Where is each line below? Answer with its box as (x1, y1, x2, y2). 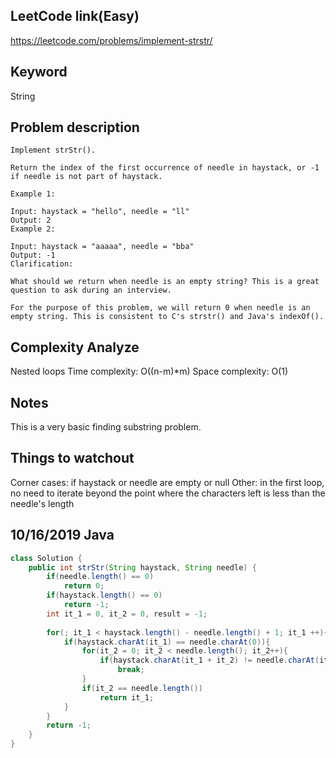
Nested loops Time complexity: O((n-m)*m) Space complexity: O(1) (10, 365, 289, 378)
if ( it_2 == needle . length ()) (81, 683, 203, 693)
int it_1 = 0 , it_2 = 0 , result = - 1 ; (46, 609, 208, 619)
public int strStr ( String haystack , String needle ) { (28, 562, 257, 573)
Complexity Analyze (10, 339, 140, 356)
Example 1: (10, 189, 56, 199)
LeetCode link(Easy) (10, 8, 140, 25)
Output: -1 (10, 250, 56, 261)
